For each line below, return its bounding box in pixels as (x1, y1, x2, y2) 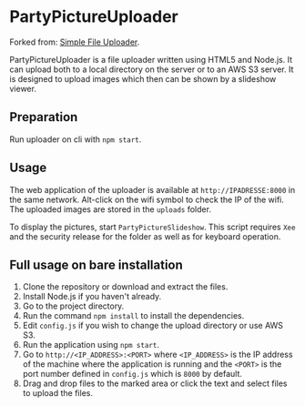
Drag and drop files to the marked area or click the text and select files (22, 378, 289, 389)
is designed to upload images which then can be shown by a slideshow (9, 73, 277, 84)
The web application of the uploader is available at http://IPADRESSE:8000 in (9, 184, 296, 195)
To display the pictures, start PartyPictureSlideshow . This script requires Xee (9, 221, 296, 232)
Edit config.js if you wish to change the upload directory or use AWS (22, 320, 284, 331)
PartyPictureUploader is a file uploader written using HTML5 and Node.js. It (9, 54, 293, 65)
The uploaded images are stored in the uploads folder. (9, 203, 212, 215)
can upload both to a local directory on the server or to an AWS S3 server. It (9, 64, 294, 75)
